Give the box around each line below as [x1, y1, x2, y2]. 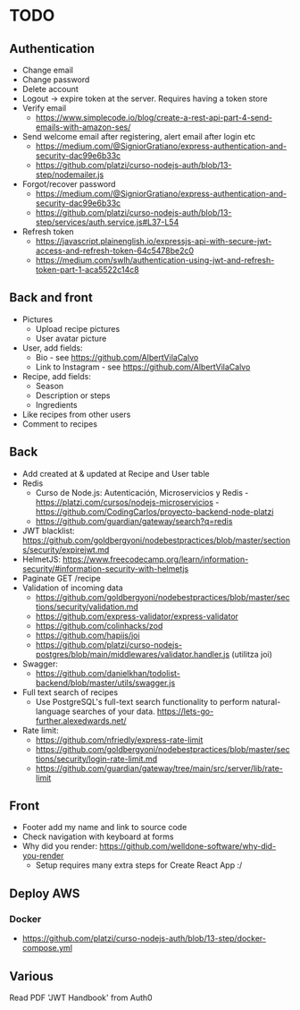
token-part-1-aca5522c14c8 [35, 265, 140, 275]
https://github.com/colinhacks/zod [35, 620, 163, 631]
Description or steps [35, 390, 111, 401]
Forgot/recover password [21, 179, 116, 189]
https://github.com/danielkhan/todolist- [35, 667, 181, 678]
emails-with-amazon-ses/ [35, 122, 131, 132]
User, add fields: [21, 342, 83, 353]
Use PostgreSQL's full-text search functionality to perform [35, 696, 250, 707]
